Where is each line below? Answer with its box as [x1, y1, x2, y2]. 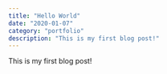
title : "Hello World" [8, 11, 81, 20]
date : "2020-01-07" [8, 19, 74, 27]
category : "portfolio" [8, 27, 84, 35]
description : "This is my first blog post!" [8, 34, 160, 43]
